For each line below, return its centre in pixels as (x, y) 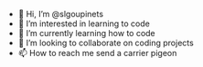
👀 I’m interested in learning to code (84, 24)
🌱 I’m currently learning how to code (86, 33)
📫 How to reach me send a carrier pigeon (97, 53)
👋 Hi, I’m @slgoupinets (60, 14)
